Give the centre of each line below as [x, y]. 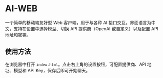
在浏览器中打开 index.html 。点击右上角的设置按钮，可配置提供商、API [76, 64]
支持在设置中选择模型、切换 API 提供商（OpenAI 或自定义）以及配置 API [86, 29]
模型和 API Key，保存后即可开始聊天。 [52, 70]
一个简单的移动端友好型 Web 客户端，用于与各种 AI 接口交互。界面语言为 [78, 22]
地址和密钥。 [18, 35]
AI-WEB [21, 9]
